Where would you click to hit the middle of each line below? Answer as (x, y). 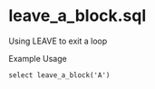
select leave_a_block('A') (59, 75)
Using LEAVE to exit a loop (58, 41)
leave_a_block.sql (77, 16)
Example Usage (38, 58)
